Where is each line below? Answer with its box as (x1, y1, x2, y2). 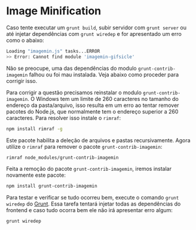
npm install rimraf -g (6, 125, 63, 132)
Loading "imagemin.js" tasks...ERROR (6, 48, 100, 54)
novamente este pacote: (6, 171, 66, 179)
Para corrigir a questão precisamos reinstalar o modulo (6, 88, 142, 96)
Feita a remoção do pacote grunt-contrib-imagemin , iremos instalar (6, 165, 172, 173)
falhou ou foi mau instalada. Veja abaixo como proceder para (29, 70, 179, 78)
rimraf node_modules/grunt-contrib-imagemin (6, 154, 119, 161)
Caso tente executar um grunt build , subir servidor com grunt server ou (6, 24, 187, 31)
